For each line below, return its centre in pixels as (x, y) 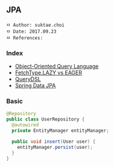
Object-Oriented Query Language (57, 67)
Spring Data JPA (35, 86)
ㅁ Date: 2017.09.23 (31, 31)
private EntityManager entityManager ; (61, 131)
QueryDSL (28, 79)
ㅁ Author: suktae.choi (36, 25)
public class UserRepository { (46, 120)
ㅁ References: (25, 38)
